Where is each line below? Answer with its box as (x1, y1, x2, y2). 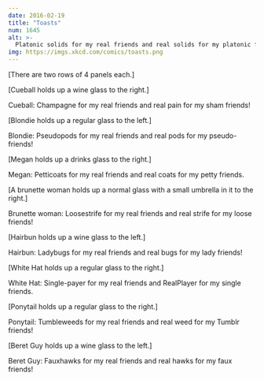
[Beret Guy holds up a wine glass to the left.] (8, 341, 152, 350)
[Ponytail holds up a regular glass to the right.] (8, 302, 159, 311)
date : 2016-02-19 (8, 11, 65, 20)
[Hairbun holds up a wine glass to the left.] (8, 233, 146, 241)
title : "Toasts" (8, 19, 61, 27)
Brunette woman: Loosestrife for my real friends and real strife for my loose (8, 209, 252, 218)
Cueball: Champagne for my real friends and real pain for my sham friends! (8, 100, 251, 110)
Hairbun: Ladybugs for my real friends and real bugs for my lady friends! (8, 248, 243, 257)
